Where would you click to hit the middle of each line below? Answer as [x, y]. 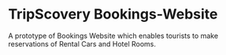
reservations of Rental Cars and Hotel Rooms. [82, 43]
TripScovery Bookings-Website [113, 14]
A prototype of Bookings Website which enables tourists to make [113, 36]
